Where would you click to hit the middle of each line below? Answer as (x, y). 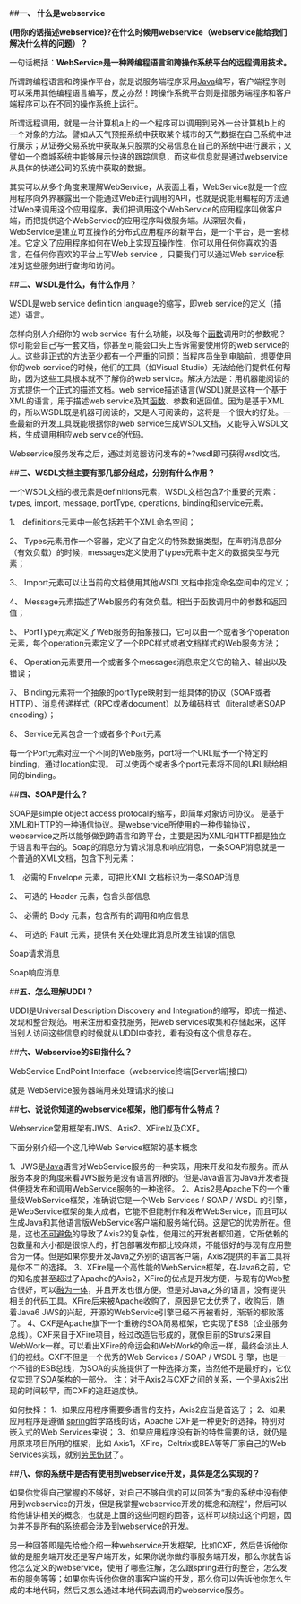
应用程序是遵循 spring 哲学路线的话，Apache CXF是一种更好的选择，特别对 (147, 1421)
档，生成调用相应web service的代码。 (79, 434)
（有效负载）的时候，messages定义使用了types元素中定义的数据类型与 (141, 552)
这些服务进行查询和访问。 (72, 265)
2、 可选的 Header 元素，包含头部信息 (80, 896)
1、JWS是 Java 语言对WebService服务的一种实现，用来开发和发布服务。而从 (149, 1166)
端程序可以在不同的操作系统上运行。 (76, 104)
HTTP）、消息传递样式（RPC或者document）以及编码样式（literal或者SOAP (147, 703)
